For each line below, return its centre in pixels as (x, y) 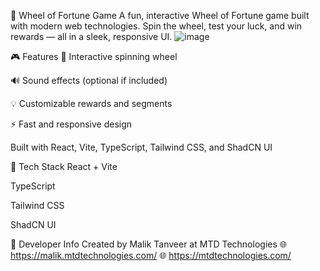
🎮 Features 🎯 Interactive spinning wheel (94, 56)
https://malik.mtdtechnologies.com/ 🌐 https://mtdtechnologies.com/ (151, 255)
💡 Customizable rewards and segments (91, 103)
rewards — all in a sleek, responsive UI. (91, 36)
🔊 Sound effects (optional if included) (89, 80)
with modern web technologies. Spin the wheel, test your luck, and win (156, 26)
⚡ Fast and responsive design (71, 124)
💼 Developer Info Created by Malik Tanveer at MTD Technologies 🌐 (148, 244)
